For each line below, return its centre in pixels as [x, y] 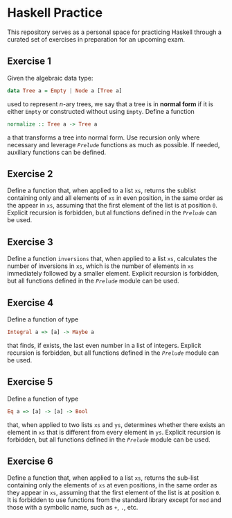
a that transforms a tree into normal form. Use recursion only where [104, 137]
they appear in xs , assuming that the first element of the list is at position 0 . [114, 493]
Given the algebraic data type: [50, 78]
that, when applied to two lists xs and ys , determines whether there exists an [116, 424]
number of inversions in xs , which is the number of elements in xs [100, 266]
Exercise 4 [30, 302]
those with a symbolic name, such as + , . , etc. [73, 508]
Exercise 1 [29, 61]
